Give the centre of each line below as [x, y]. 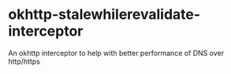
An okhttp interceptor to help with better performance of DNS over [116, 53]
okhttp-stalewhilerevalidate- [104, 15]
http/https [24, 61]
